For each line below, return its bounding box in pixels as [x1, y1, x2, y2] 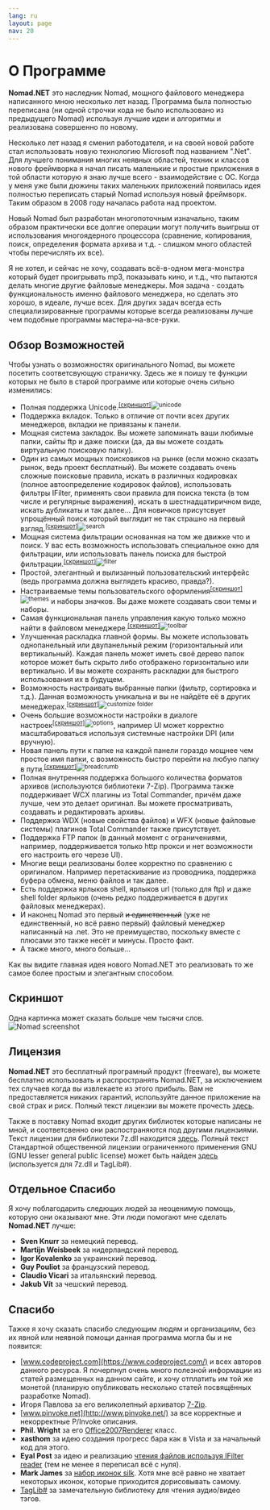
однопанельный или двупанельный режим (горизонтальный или [19, 640, 243, 650]
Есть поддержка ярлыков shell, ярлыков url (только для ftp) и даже [19, 884, 251, 894]
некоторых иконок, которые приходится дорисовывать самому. [19, 1477, 242, 1487]
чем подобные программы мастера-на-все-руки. [8, 315, 181, 325]
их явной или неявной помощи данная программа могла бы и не [8, 1333, 232, 1342]
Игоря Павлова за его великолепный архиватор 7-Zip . [19, 1400, 207, 1409]
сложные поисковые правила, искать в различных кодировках [19, 471, 238, 480]
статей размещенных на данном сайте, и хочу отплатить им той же [19, 1374, 254, 1383]
